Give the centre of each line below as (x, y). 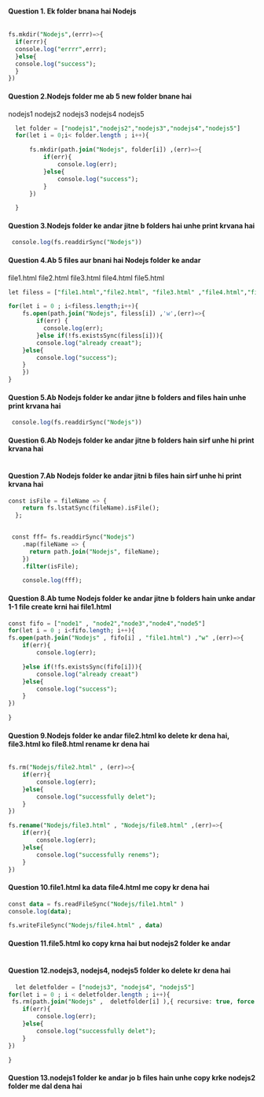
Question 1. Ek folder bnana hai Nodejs (72, 11)
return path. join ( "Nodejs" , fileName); (94, 551)
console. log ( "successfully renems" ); (98, 854)
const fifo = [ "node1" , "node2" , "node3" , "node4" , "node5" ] (107, 623)
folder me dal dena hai (45, 1086)
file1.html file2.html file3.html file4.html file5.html (86, 278)
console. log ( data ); (40, 911)
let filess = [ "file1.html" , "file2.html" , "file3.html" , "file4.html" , (128, 292)
